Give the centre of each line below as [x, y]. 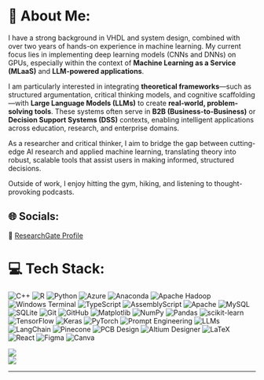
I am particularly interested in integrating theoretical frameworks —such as [130, 86]
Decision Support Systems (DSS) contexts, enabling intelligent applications [131, 119]
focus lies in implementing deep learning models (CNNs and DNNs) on [122, 54]
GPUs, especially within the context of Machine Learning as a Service [122, 63]
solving [21, 111]
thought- [228, 183]
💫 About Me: [49, 16]
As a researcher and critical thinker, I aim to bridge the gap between [118, 143]
